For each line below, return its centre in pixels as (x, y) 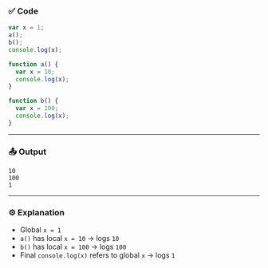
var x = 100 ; (37, 108)
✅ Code (23, 11)
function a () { (33, 64)
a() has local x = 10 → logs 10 (69, 238)
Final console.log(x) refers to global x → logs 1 (97, 255)
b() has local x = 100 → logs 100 (73, 247)
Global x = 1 (40, 230)
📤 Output (27, 152)
